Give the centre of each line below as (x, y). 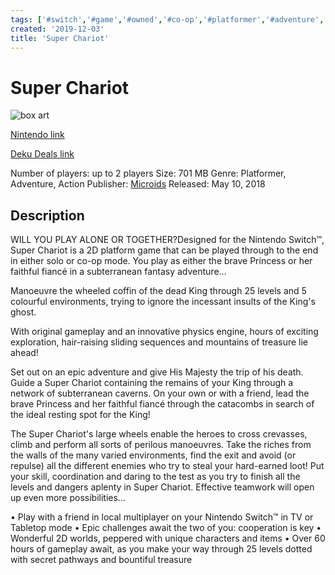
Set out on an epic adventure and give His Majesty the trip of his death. (157, 372)
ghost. (23, 312)
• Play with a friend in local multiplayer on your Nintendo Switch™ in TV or (162, 517)
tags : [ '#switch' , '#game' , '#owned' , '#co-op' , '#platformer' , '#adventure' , (167, 19)
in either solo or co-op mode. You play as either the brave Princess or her (161, 261)
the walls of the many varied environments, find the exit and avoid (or (153, 455)
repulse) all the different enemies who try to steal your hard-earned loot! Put (167, 466)
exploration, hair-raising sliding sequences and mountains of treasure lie (159, 342)
